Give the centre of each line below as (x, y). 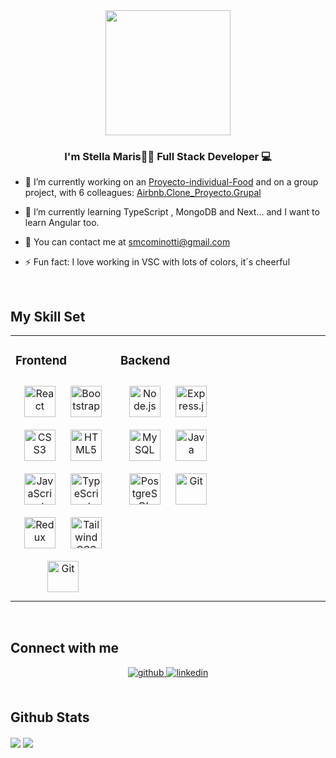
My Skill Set (48, 316)
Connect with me (65, 648)
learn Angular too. (62, 223)
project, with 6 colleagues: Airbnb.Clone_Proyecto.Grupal (143, 193)
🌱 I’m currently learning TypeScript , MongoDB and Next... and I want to (172, 212)
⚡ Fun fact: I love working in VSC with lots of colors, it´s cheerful (157, 262)
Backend (145, 361)
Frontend (41, 361)
